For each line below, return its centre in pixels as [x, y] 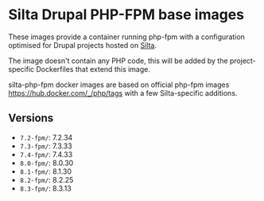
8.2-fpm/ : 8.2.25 [47, 179]
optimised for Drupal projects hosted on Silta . [83, 45]
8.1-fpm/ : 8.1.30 [46, 171]
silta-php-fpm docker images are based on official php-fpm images [119, 85]
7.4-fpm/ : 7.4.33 [46, 154]
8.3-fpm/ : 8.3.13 [45, 188]
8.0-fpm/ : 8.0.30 [47, 163]
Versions [31, 118]
